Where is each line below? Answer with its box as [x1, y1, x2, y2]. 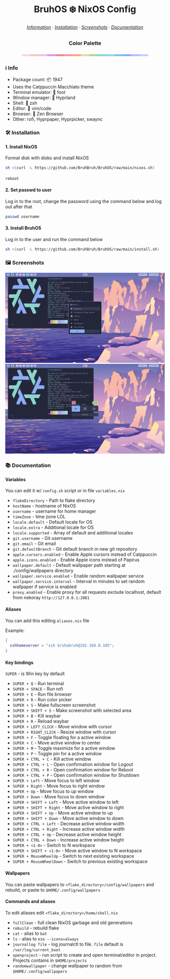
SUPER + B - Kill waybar [12, 713, 61, 719]
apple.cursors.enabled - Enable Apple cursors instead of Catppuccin [12, 551, 157, 558]
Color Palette [68, 40, 102, 47]
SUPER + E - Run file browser [12, 691, 72, 697]
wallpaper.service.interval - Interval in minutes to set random [12, 579, 145, 585]
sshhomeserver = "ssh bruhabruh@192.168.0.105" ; [10, 643, 114, 648]
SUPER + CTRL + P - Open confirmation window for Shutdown [12, 772, 140, 779]
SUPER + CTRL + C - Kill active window [12, 756, 92, 762]
